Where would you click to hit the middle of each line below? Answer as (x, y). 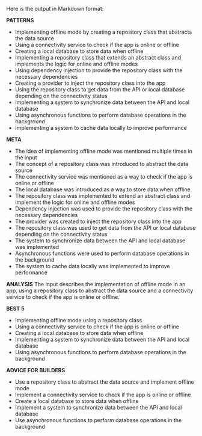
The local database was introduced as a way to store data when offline (103, 189)
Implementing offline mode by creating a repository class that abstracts (103, 32)
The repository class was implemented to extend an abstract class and (103, 196)
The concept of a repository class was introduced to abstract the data (102, 164)
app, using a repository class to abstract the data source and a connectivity (100, 290)
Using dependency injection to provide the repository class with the (99, 70)
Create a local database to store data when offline (77, 401)
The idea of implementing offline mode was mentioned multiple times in (103, 151)
